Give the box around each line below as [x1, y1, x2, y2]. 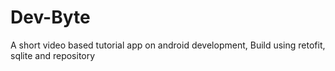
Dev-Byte [10, 6, 91, 29]
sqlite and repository [10, 49, 96, 61]
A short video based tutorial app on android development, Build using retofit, [10, 39, 326, 51]
